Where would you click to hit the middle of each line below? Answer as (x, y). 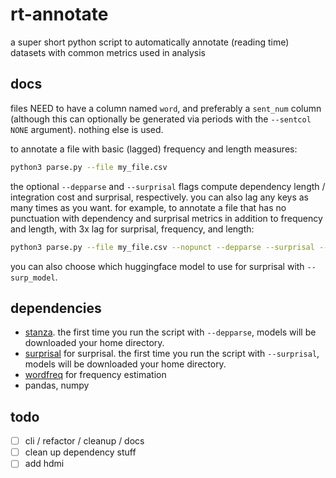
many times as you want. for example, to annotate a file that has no (148, 207)
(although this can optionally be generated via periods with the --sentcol (161, 119)
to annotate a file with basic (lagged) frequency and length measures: (154, 149)
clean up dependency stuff (80, 452)
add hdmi (44, 464)
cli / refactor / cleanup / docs (84, 441)
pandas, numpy (57, 385)
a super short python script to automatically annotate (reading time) (150, 42)
